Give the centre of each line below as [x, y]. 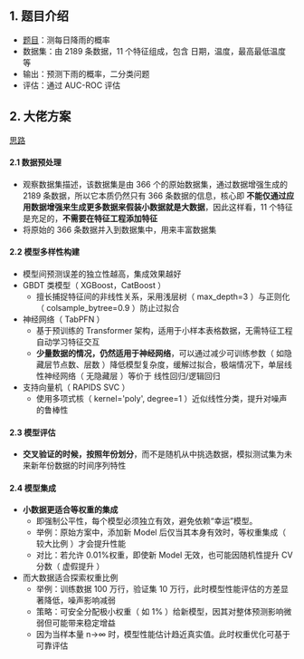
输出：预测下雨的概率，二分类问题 [86, 73]
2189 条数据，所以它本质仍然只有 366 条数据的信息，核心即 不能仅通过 [154, 195]
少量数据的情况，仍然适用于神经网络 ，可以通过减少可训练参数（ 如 [160, 354]
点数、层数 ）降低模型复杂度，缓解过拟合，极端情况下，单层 [172, 364]
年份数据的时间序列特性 [82, 466]
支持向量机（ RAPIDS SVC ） [76, 387]
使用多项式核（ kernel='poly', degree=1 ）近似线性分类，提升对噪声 [161, 399]
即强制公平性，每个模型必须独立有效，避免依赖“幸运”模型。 [147, 521]
